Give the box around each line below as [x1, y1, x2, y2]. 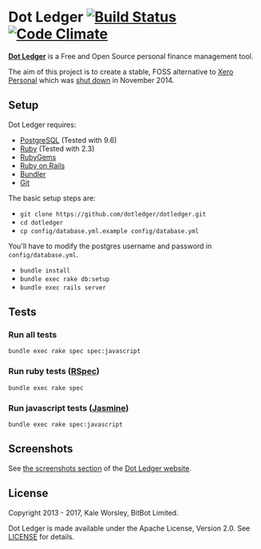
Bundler [19, 169, 46, 179]
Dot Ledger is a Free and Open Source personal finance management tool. [8, 51, 254, 61]
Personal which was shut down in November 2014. [8, 75, 175, 85]
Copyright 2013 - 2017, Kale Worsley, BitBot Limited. [8, 507, 179, 517]
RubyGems [19, 152, 57, 161]
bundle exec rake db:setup [19, 275, 110, 283]
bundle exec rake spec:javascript [8, 420, 124, 429]
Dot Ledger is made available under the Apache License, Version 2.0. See [8, 523, 251, 533]
